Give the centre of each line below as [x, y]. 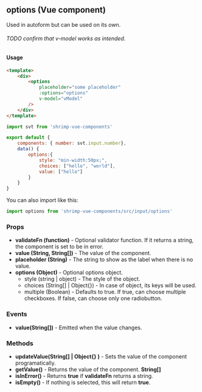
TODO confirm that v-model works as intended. [66, 38]
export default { [28, 138]
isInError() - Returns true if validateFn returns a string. [84, 376]
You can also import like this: [42, 200]
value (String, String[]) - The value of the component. [83, 253]
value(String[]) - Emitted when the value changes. [78, 327]
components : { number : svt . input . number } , [72, 143]
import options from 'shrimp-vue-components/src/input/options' [89, 212]
